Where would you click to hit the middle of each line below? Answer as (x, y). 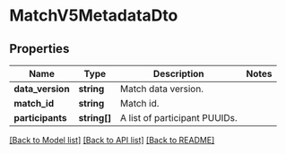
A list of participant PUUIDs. (178, 118)
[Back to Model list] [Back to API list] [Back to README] (112, 140)
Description (178, 74)
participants (40, 118)
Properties (39, 49)
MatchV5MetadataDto (94, 16)
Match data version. (162, 89)
